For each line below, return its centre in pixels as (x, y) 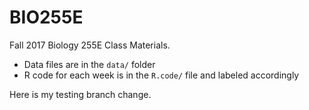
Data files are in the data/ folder (89, 64)
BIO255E (46, 17)
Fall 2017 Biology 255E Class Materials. (90, 45)
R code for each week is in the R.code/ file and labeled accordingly (161, 75)
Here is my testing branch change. (80, 94)
